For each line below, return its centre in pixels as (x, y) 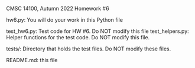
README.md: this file (32, 60)
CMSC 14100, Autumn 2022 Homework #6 (58, 8)
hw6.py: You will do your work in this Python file (64, 20)
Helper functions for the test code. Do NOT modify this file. (78, 37)
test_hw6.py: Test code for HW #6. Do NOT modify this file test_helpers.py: (97, 31)
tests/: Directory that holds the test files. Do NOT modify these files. (89, 49)
